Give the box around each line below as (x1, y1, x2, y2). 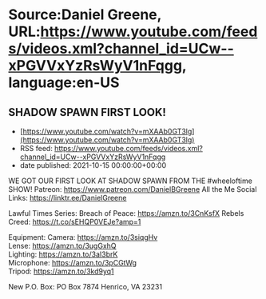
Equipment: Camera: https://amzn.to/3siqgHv (8, 233, 158, 241)
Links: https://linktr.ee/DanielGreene (8, 193, 127, 202)
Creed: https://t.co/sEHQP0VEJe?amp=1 (8, 217, 141, 226)
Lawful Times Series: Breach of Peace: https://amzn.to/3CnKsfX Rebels (8, 209, 244, 217)
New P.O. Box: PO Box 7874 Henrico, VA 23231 (8, 282, 162, 291)
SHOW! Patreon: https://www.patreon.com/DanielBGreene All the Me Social (8, 185, 257, 193)
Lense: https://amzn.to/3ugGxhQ (8, 241, 117, 250)
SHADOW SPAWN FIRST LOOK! (8, 106, 166, 119)
